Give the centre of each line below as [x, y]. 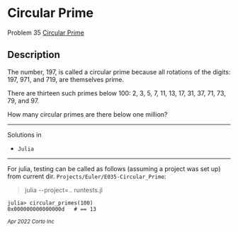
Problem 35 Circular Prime [46, 33]
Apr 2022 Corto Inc [31, 221]
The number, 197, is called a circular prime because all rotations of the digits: [119, 71]
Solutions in [24, 134]
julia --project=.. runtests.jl [63, 190]
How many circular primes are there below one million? [87, 114]
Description [34, 55]
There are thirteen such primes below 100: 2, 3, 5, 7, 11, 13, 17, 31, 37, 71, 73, [117, 93]
